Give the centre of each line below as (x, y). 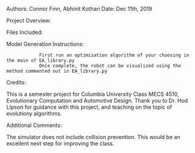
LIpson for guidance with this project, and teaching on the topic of (89, 107)
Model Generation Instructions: (45, 44)
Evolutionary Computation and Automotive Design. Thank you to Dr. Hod (97, 100)
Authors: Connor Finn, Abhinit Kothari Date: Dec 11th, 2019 (79, 9)
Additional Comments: (34, 125)
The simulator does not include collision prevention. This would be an (94, 137)
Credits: (16, 82)
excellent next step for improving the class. (60, 143)
